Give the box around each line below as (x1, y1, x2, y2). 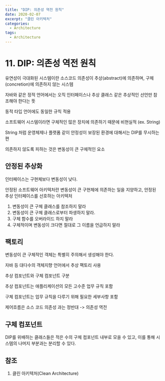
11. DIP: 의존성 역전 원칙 (5, 58, 97, 69)
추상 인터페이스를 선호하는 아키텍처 (5, 192, 72, 198)
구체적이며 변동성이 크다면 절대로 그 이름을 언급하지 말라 (12, 222, 121, 228)
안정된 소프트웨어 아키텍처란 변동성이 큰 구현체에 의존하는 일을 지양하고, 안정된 (5, 187, 157, 192)
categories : (5, 21, 30, 26)
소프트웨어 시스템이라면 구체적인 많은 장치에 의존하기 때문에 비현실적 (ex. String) (5, 119, 161, 125)
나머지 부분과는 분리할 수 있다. (18, 340, 76, 346)
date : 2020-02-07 (5, 12, 41, 17)
